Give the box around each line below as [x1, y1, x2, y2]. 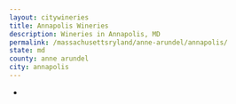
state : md [9, 46, 46, 55]
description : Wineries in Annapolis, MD [9, 29, 161, 38]
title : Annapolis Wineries [9, 21, 109, 30]
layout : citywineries [9, 12, 90, 22]
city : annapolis [9, 63, 69, 72]
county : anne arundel [9, 54, 90, 63]
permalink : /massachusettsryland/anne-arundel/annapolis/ [9, 37, 228, 47]
